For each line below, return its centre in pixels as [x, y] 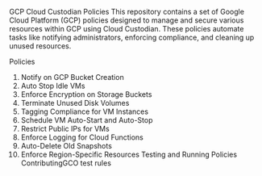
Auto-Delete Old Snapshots [66, 146]
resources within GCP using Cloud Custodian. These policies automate [127, 29]
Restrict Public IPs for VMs [65, 129]
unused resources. [40, 46]
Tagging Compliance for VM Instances [84, 111]
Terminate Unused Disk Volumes [75, 103]
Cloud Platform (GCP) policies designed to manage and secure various [127, 20]
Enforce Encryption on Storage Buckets [86, 94]
